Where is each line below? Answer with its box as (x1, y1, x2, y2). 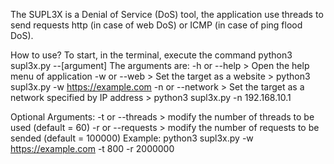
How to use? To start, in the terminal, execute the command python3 (10, 49, 293, 61)
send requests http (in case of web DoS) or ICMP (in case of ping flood (10, 19, 303, 31)
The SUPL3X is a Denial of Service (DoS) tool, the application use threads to (10, 9, 324, 20)
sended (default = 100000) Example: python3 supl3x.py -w (10, 132, 254, 144)
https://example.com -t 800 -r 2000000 (10, 143, 175, 154)
